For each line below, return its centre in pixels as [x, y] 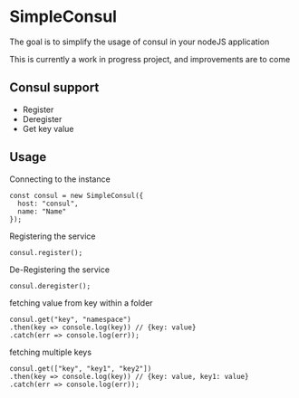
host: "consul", [48, 204]
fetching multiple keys [51, 352]
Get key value [48, 128]
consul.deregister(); [50, 286]
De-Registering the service [60, 270]
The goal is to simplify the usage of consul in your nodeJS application [140, 42]
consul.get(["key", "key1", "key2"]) [81, 368]
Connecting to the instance [60, 179]
